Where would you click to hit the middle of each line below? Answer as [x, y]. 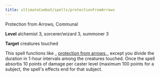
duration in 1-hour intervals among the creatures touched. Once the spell [80, 58]
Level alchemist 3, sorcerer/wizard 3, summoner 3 [57, 33]
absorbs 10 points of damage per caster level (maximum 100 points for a [79, 63]
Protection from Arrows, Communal [42, 24]
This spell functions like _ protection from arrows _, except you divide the [80, 53]
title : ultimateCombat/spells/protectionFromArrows [60, 10]
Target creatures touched [32, 43]
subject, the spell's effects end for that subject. [54, 69]
